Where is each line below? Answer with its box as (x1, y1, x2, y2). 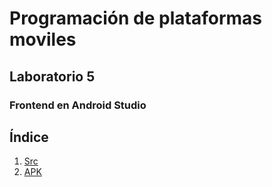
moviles (9, 28, 77, 51)
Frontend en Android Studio (9, 98, 147, 112)
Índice (9, 128, 49, 146)
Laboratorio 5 (9, 68, 96, 85)
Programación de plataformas (9, 7, 263, 30)
